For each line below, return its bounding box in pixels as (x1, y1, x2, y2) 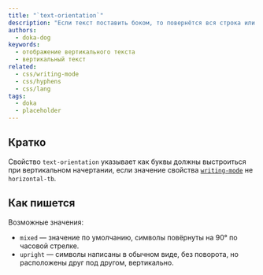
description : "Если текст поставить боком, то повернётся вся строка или (8, 19, 256, 27)
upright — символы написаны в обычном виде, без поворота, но (19, 249, 239, 258)
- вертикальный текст (15, 56, 87, 64)
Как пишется (8, 196, 76, 210)
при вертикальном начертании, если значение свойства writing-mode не (8, 165, 254, 174)
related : (8, 63, 37, 71)
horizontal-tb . (8, 173, 57, 183)
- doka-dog (15, 33, 51, 42)
